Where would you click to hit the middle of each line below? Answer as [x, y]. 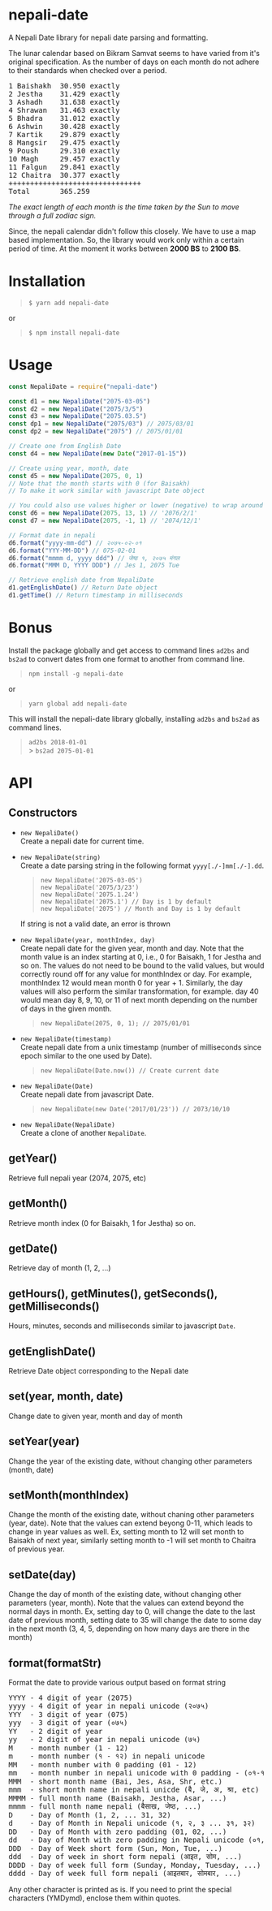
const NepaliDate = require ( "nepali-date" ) [83, 386]
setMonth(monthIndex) [69, 1495]
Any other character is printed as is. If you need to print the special [120, 1889]
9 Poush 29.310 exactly [64, 151]
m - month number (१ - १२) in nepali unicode [107, 1756]
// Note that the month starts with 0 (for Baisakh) [99, 483]
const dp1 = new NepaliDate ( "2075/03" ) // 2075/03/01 [101, 424]
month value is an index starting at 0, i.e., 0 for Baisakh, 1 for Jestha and [140, 956]
